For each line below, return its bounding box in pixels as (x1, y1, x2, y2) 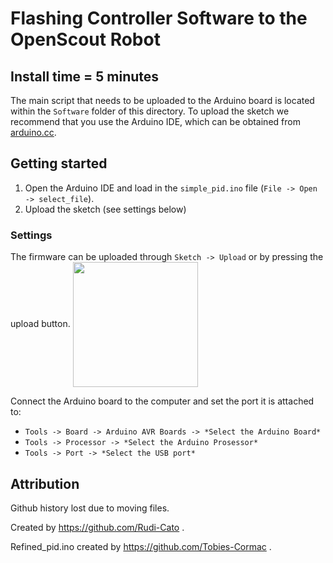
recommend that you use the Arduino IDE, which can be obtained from (10, 116, 301, 127)
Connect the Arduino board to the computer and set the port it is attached (10, 395, 315, 407)
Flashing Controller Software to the (10, 7, 308, 30)
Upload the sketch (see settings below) (24, 203, 187, 215)
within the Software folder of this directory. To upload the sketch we (10, 105, 290, 117)
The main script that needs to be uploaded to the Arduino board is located (10, 95, 315, 106)
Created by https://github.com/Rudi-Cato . (10, 521, 185, 533)
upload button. (10, 317, 71, 329)
